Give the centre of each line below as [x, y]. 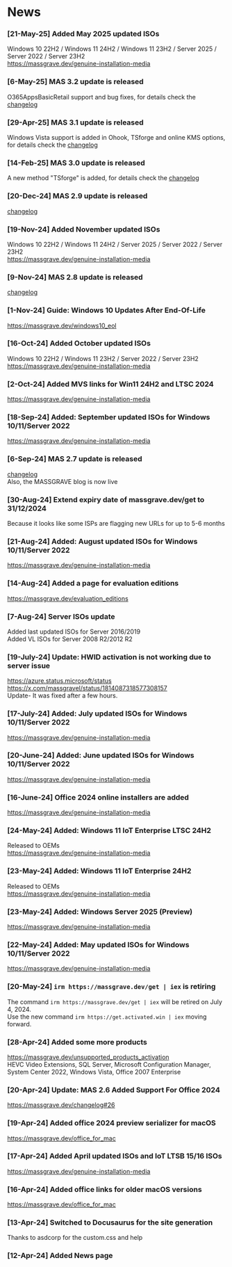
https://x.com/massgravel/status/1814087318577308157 [88, 688]
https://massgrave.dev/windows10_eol [62, 325]
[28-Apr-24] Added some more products [77, 1042]
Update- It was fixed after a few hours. [63, 695]
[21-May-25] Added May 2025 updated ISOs [83, 34]
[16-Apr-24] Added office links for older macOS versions [105, 1189]
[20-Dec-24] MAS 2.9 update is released [77, 196]
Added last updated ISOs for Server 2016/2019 [74, 631]
